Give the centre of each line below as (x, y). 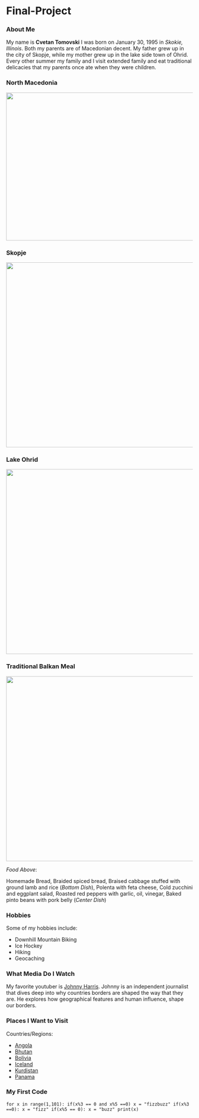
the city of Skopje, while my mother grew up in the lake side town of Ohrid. (97, 55)
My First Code (27, 1092)
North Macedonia (32, 83)
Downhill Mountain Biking (46, 939)
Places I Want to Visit (37, 1021)
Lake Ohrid (22, 460)
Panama (25, 1077)
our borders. (21, 1006)
